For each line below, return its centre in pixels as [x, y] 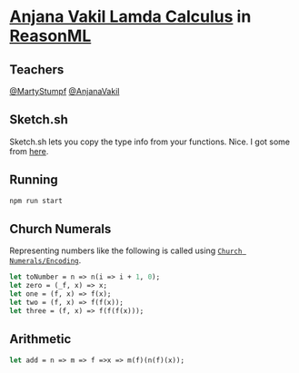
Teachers [37, 69]
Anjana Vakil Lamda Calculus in [130, 17]
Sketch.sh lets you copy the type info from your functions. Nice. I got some [150, 142]
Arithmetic [40, 339]
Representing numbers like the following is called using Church [126, 250]
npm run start [36, 201]
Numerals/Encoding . [45, 260]
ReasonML [50, 36]
